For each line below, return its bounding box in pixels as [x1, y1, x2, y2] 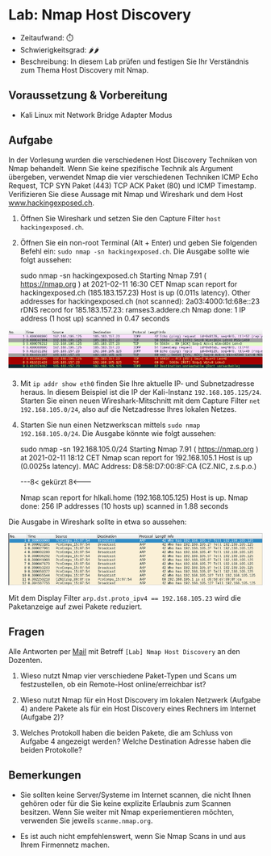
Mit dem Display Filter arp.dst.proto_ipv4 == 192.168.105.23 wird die [8, 594, 242, 603]
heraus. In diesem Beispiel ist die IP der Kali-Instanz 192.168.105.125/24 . [19, 387, 262, 397]
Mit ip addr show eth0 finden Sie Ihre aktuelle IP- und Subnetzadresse [19, 378, 255, 388]
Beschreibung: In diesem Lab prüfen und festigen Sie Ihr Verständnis [19, 57, 249, 66]
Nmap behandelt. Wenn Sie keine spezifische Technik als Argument [8, 163, 234, 173]
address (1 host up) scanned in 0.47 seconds [19, 313, 170, 323]
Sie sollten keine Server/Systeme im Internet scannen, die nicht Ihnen [19, 790, 252, 799]
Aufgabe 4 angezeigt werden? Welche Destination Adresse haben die [19, 736, 252, 746]
